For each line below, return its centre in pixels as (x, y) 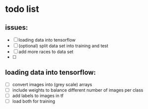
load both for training (34, 101)
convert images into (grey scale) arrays (52, 84)
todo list (22, 9)
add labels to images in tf (38, 96)
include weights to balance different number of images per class (78, 90)
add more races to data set (46, 52)
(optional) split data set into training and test (63, 46)
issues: (17, 27)
